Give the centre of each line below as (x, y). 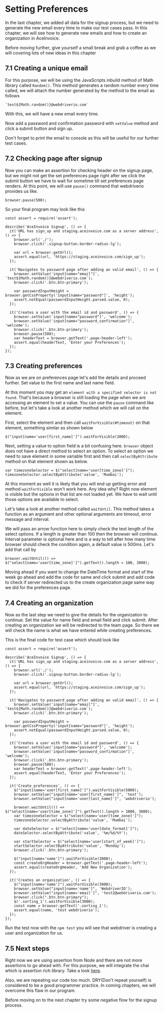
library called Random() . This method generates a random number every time (82, 85)
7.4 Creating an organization (49, 603)
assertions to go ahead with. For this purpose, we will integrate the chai (77, 965)
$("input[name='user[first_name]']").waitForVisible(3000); (68, 437)
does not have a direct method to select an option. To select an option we (79, 451)
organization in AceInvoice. (33, 38)
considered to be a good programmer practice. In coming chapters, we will (81, 985)
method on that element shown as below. (47, 462)
